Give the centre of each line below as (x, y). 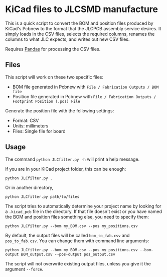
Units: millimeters (30, 126)
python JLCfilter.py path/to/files (42, 197)
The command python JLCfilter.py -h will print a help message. (72, 159)
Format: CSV (26, 120)
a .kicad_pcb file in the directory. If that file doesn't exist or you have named (83, 211)
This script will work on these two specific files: (54, 77)
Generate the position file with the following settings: (60, 111)
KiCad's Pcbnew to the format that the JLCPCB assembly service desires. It (83, 28)
